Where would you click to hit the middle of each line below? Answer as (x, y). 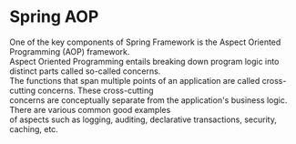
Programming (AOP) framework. (70, 51)
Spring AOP (54, 17)
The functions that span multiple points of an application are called (135, 80)
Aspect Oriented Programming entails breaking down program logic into (144, 61)
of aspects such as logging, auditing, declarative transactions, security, (143, 119)
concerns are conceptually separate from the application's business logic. (148, 100)
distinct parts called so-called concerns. (85, 71)
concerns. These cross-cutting (96, 90)
